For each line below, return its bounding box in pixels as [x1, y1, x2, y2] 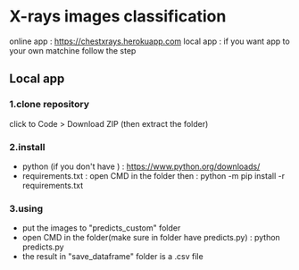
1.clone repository [9, 98, 89, 111]
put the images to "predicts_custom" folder [21, 223, 181, 233]
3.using [9, 202, 43, 215]
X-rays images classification [9, 6, 227, 27]
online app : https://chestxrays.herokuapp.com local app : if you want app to [9, 36, 290, 46]
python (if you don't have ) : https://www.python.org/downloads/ [21, 161, 261, 172]
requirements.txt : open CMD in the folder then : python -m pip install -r [21, 170, 286, 181]
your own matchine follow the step [9, 45, 137, 55]
